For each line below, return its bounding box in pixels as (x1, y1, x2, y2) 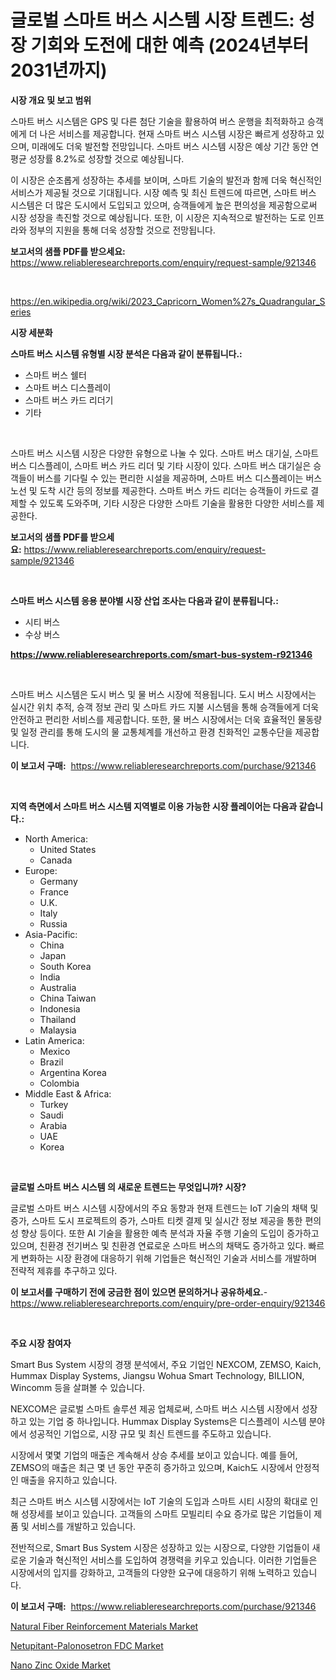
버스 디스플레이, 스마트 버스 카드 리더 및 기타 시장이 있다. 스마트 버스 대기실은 (10, 459, 312, 471)
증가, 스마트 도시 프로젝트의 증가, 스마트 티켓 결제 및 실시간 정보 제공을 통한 (10, 1214, 303, 1226)
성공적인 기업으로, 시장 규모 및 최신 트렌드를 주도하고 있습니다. (28, 1427, 272, 1440)
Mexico (39, 1045, 71, 1057)
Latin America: (24, 1034, 85, 1046)
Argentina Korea (39, 1066, 107, 1078)
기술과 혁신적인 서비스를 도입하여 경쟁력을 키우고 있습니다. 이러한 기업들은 (28, 1554, 318, 1566)
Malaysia (39, 1024, 77, 1036)
